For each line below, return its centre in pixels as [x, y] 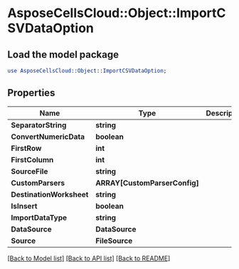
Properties [31, 93]
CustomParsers [38, 183]
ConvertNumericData [48, 137]
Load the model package [63, 54]
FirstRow [26, 148]
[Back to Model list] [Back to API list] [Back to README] [89, 258]
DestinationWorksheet [50, 194]
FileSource [114, 241]
